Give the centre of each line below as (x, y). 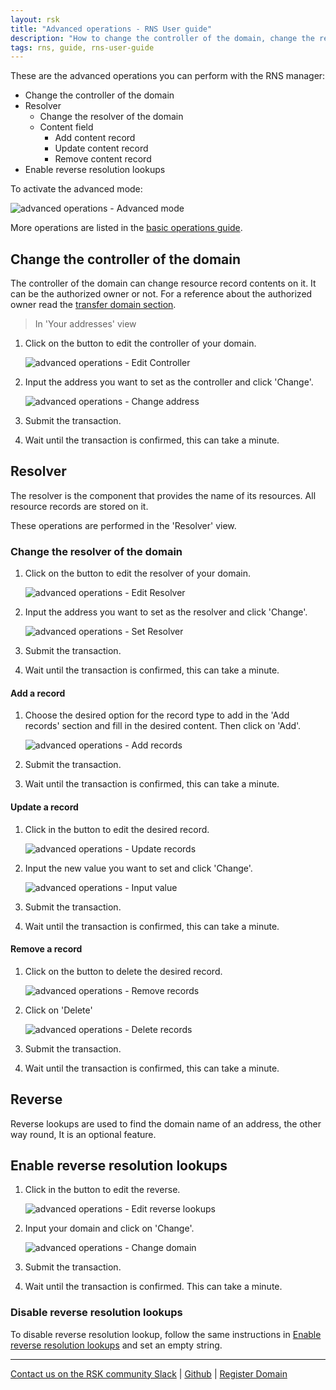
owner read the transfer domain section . (93, 305)
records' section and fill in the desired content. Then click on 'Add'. (163, 726)
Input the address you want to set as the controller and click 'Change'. (169, 382)
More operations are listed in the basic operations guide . (126, 228)
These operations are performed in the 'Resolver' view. (123, 525)
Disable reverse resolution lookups (96, 1313)
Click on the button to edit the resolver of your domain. (138, 573)
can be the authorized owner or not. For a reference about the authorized (161, 294)
